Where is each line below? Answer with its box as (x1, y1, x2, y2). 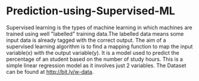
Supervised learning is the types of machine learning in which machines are (6, 24, 192, 31)
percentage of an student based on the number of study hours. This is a (6, 55, 184, 63)
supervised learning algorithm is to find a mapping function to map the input (6, 43, 193, 50)
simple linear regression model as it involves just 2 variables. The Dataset (6, 61, 186, 69)
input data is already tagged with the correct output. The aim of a (6, 36, 166, 43)
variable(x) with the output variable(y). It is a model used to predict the (6, 49, 180, 56)
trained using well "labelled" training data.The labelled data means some (6, 30, 184, 37)
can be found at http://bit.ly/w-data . (6, 68, 94, 75)
